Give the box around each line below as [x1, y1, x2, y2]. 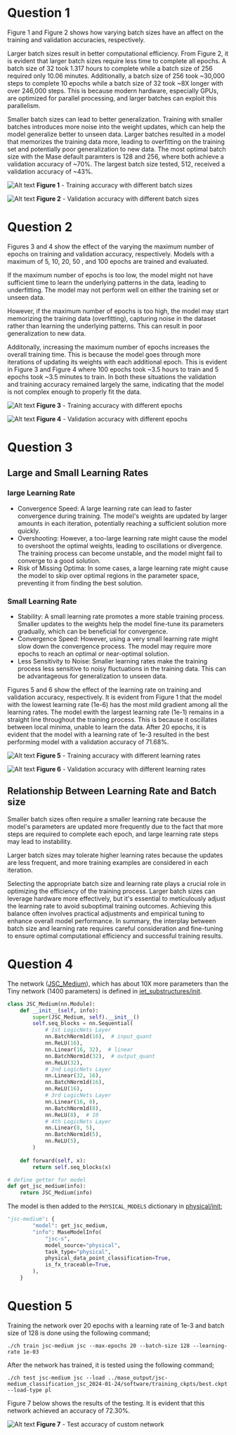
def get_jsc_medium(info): [7, 1183, 86, 1190]
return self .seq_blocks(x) [32, 1163, 112, 1170]
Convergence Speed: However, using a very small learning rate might [17, 635, 218, 643]
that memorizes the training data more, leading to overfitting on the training [7, 137, 225, 145]
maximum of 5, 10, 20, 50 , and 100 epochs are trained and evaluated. [7, 257, 209, 265]
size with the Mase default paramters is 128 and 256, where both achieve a [7, 152, 225, 161]
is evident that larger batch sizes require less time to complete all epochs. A [7, 56, 227, 65]
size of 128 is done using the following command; [7, 1328, 151, 1337]
